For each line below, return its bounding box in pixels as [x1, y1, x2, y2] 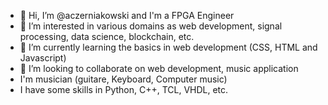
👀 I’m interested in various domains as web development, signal [19, 20, 283, 32]
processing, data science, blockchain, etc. [19, 31, 195, 42]
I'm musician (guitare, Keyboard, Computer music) [19, 73, 228, 85]
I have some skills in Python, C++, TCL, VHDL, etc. [19, 84, 229, 95]
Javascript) [19, 52, 67, 64]
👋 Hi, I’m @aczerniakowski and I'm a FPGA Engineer [19, 10, 235, 21]
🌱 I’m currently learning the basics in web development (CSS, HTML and [19, 41, 318, 53]
